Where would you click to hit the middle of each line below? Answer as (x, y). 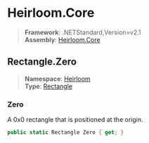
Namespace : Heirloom (58, 79)
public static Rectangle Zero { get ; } (66, 132)
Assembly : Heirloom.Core (62, 39)
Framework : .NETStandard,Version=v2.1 (83, 32)
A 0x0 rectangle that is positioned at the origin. (75, 120)
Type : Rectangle (48, 86)
